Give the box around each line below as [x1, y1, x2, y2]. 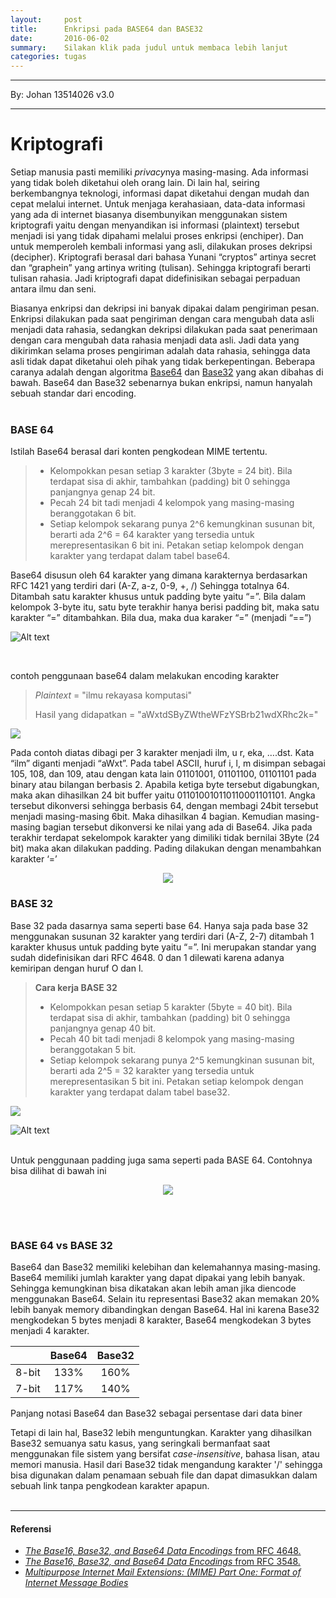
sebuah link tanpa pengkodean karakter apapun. [10, 1479, 210, 1491]
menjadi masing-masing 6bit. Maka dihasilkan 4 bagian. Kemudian [10, 811, 284, 823]
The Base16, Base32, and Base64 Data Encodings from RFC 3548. [24, 1556, 301, 1568]
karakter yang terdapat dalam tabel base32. [49, 1086, 231, 1098]
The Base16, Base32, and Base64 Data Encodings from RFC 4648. [24, 1545, 302, 1557]
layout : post [10, 14, 83, 25]
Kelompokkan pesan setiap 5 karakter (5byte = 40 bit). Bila [49, 1001, 293, 1013]
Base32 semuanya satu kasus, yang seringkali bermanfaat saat [10, 1437, 271, 1449]
